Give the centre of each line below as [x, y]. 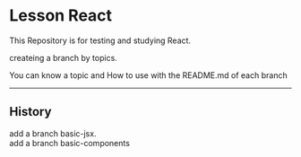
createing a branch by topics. [64, 57]
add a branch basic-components [69, 143]
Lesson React [61, 16]
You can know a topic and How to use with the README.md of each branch [149, 75]
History [30, 112]
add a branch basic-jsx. [53, 133]
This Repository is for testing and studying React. [100, 40]
